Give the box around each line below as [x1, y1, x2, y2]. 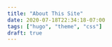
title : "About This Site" [7, 10, 83, 17]
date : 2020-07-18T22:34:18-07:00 [7, 17, 106, 23]
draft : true [7, 29, 42, 37]
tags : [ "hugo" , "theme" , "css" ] [7, 23, 102, 30]
